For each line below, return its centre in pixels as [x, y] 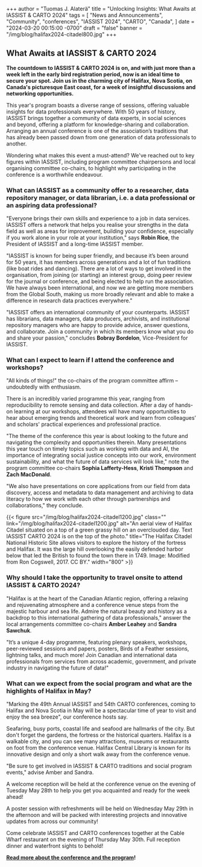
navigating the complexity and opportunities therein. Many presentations [96, 442]
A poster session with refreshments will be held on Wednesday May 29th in [100, 808]
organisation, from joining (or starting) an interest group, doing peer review [99, 275]
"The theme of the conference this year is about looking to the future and [97, 436]
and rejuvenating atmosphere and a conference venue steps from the [93, 605]
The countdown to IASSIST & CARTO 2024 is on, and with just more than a [101, 68]
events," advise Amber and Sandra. [50, 772]
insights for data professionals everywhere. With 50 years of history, [91, 112]
